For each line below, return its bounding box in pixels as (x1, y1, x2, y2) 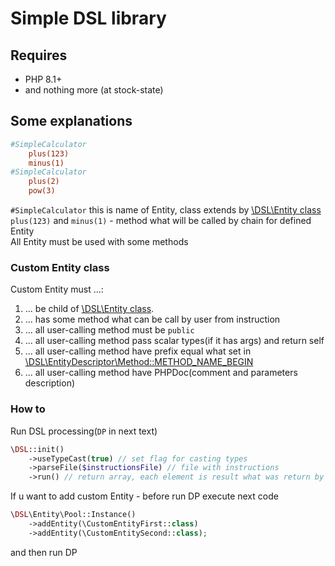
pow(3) (28, 186, 56, 196)
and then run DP (10, 546, 78, 558)
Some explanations (10, 113, 133, 130)
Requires (10, 47, 68, 64)
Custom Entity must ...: (10, 283, 104, 296)
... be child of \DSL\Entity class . (24, 303, 155, 315)
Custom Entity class (10, 260, 110, 274)
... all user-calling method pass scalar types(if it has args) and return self (24, 335, 325, 347)
